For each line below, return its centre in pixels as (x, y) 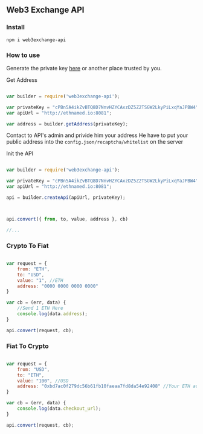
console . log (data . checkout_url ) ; (59, 409)
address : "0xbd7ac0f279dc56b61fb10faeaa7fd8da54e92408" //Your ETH (104, 386)
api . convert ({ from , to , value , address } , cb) (67, 219)
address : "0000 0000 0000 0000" (58, 286)
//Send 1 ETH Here (40, 309)
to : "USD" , (31, 275)
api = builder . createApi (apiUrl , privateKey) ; (66, 198)
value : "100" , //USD (43, 381)
